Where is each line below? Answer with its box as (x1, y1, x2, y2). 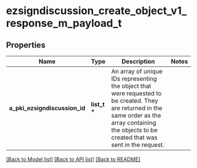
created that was (111, 133, 158, 142)
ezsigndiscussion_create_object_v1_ (6, 4, 187, 18)
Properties (6, 40, 46, 50)
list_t (90, 100, 105, 108)
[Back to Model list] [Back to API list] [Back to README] (6, 156, 141, 163)
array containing (111, 119, 157, 127)
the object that (111, 82, 151, 90)
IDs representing (111, 75, 157, 83)
